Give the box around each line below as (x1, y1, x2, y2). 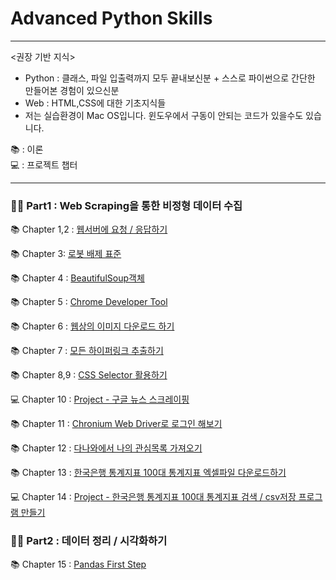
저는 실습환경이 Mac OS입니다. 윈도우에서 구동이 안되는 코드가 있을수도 (24, 109, 304, 121)
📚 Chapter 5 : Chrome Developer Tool (10, 296, 168, 308)
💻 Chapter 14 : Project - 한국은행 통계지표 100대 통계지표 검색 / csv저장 (10, 491, 297, 503)
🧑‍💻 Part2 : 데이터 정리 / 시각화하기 (10, 534, 168, 548)
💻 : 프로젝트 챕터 (10, 158, 78, 171)
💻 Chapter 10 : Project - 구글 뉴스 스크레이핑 (10, 393, 190, 406)
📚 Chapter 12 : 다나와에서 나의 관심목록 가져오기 (10, 442, 203, 454)
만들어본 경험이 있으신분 (24, 84, 120, 96)
